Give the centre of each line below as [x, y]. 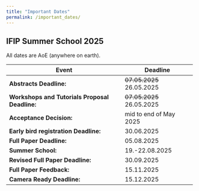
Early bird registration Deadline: [55, 131]
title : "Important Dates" [38, 12]
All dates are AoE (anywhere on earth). [53, 55]
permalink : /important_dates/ [44, 17]
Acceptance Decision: [41, 118]
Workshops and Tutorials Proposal [59, 97]
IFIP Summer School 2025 [55, 41]
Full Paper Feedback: [39, 170]
